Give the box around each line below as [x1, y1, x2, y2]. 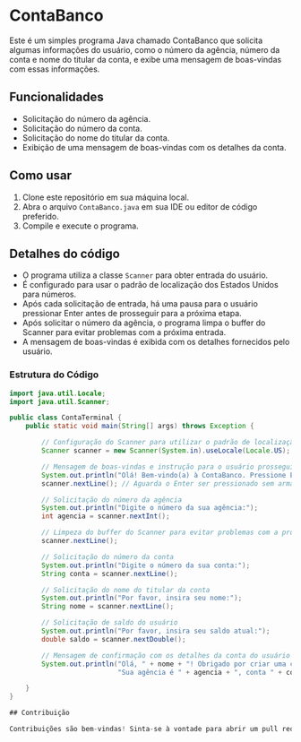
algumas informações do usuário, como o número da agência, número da [9, 44, 280, 55]
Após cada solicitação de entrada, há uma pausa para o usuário [21, 298, 258, 309]
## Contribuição [9, 709, 70, 718]
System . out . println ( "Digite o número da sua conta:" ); [41, 561, 251, 570]
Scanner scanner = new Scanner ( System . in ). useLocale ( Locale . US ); [41, 446, 291, 455]
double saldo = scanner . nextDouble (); [41, 634, 186, 643]
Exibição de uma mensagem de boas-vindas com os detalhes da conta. [21, 142, 287, 152]
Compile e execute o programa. [21, 220, 139, 231]
